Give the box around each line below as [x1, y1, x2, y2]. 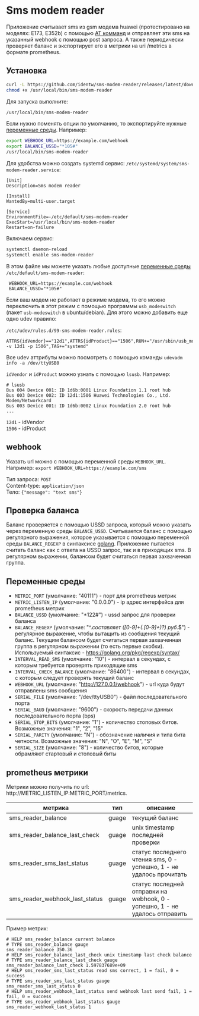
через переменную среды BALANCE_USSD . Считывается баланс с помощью [6, 528, 192, 535]
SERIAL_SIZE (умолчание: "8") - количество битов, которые [14, 744, 164, 751]
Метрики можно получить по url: [6, 783, 89, 790]
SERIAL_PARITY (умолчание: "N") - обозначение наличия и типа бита [14, 731, 186, 738]
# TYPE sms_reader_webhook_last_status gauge [6, 999, 120, 1005]
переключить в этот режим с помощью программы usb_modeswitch [6, 302, 176, 309]
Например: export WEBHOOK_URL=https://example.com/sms [6, 464, 147, 471]
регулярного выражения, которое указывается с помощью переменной [6, 534, 190, 541]
